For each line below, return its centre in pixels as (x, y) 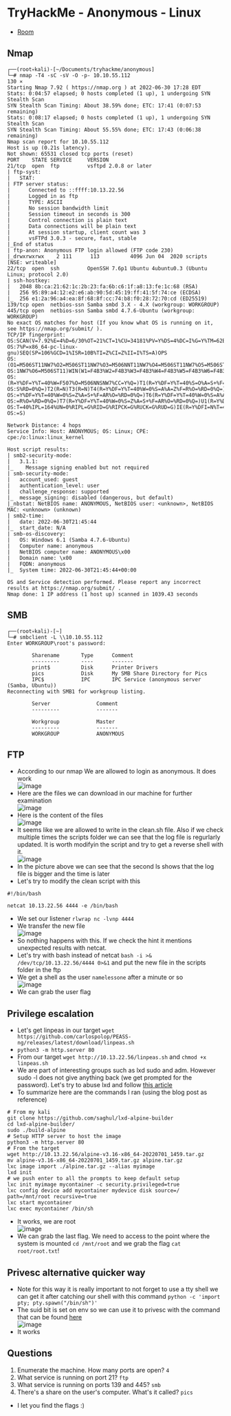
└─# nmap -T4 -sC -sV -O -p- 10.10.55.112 (69, 75)
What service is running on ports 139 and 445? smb (89, 1384)
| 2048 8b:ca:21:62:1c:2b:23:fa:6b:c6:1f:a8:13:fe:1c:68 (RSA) (102, 286)
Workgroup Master (74, 722)
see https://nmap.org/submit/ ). (55, 329)
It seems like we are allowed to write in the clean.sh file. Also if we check (120, 830)
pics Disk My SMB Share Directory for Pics (120, 674)
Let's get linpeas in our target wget (66, 1030)
